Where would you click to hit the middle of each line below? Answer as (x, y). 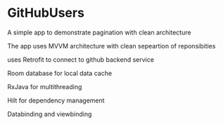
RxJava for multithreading (45, 86)
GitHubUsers (46, 13)
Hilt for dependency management (56, 100)
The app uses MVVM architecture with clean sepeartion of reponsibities (111, 46)
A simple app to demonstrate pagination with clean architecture (99, 32)
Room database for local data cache (60, 73)
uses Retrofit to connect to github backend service (81, 59)
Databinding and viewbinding (50, 114)
